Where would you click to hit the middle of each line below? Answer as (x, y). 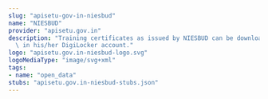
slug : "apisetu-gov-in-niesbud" (62, 16)
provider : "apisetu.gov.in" (55, 30)
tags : (17, 68)
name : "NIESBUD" (35, 23)
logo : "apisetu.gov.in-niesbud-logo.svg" (78, 53)
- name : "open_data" (43, 75)
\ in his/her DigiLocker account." (75, 46)
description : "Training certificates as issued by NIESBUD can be (121, 38)
